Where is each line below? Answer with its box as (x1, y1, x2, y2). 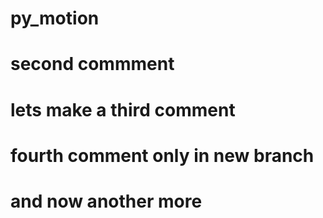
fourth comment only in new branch (10, 144, 315, 167)
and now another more (10, 190, 203, 212)
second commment (10, 53, 175, 76)
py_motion (10, 7, 100, 30)
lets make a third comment (10, 98, 236, 121)
